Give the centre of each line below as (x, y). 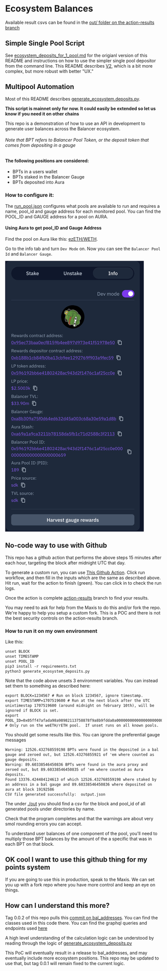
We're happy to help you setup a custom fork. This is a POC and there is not (83, 613)
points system (28, 867)
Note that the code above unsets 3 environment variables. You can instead (82, 680)
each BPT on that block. (30, 844)
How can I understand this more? (57, 906)
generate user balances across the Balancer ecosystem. (63, 129)
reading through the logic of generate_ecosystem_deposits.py (69, 943)
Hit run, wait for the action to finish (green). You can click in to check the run (83, 583)
